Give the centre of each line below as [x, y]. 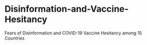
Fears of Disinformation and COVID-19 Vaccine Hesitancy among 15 [73, 33]
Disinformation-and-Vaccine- [67, 9]
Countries [15, 38]
